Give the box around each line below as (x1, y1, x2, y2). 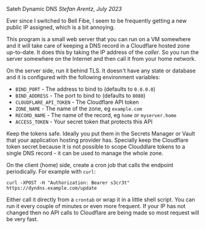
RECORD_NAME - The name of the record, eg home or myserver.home (15, 112, 177, 118)
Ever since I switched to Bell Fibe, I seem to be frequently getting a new (6, 17, 187, 24)
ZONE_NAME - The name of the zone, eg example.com (15, 105, 143, 112)
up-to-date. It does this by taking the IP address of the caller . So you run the (6, 49, 199, 56)
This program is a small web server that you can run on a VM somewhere (6, 36, 191, 42)
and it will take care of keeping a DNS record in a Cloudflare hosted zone (6, 42, 190, 49)
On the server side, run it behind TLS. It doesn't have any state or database (6, 67, 196, 74)
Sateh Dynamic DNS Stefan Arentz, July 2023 (6, 6, 122, 12)
